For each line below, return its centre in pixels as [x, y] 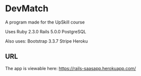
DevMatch [27, 9]
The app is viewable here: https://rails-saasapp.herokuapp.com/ [70, 68]
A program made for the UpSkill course [45, 22]
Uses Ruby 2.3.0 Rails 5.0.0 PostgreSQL [46, 31]
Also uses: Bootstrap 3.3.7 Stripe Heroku [47, 41]
